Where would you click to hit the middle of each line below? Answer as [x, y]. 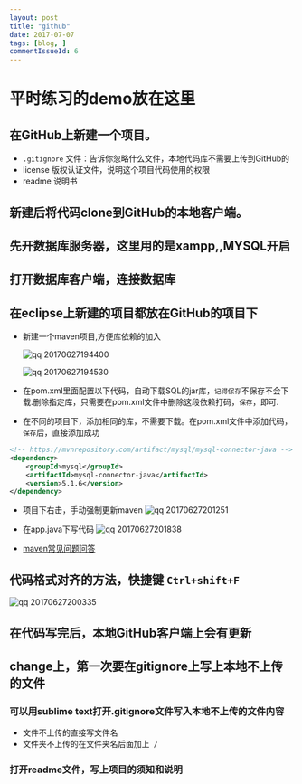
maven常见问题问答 [59, 549]
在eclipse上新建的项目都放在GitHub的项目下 [133, 313]
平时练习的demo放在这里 [103, 99]
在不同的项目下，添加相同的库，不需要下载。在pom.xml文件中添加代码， [157, 421]
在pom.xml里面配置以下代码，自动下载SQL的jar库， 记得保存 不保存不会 [152, 391]
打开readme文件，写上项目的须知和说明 [96, 770]
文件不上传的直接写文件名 [70, 732]
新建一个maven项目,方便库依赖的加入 [91, 336]
